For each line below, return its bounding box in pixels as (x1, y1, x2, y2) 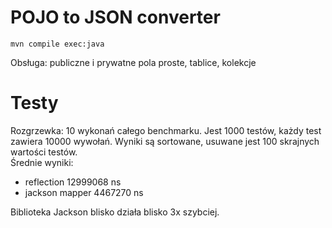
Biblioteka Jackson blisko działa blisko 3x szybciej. (10, 206, 220, 218)
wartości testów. (10, 146, 78, 158)
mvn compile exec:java (10, 39, 105, 49)
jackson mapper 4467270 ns (24, 186, 144, 198)
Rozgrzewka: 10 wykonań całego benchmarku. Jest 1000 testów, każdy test (10, 124, 322, 136)
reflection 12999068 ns (24, 176, 122, 188)
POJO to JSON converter (10, 6, 221, 29)
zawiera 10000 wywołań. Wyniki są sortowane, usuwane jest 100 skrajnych (10, 135, 320, 147)
